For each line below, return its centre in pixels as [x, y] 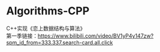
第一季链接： [22, 36]
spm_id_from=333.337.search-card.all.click [60, 42]
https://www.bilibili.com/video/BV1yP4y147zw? [96, 36]
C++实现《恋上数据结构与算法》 [46, 28]
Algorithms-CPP [48, 11]
